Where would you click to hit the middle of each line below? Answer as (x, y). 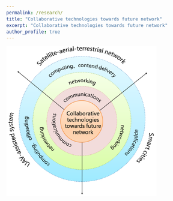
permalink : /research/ (35, 13)
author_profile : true (33, 32)
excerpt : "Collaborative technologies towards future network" (87, 25)
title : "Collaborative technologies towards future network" (84, 19)
